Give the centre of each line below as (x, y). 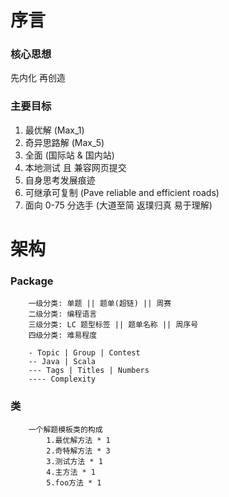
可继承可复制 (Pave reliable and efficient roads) (122, 192)
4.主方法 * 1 (71, 472)
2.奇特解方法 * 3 (78, 451)
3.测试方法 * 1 (74, 461)
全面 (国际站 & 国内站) (69, 155)
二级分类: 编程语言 (63, 314)
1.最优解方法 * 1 (78, 440)
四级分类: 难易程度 (63, 336)
